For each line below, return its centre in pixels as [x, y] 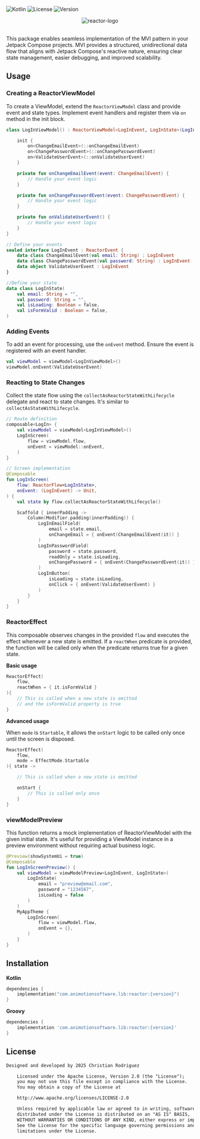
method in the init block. [36, 119]
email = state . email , [75, 529]
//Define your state [32, 283]
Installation [27, 964]
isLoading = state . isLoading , [86, 579]
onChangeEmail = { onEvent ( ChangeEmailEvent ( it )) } [114, 535]
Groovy [15, 1011]
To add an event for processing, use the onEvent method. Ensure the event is [100, 344]
